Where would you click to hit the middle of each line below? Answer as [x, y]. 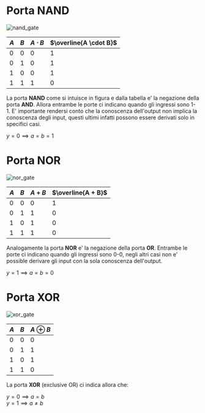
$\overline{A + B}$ [80, 192]
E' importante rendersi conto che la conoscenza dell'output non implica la [104, 111]
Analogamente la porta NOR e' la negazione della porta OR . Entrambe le [97, 248]
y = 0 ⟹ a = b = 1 [30, 136]
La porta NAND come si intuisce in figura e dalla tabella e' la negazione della [103, 98]
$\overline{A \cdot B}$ [84, 42]
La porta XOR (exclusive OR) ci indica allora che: [67, 385]
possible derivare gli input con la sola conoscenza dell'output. [84, 261]
